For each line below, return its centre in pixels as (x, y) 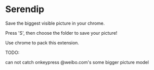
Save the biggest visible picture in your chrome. (55, 23)
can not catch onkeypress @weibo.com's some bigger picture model (77, 62)
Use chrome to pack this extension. (42, 43)
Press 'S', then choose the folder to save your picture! (61, 33)
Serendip (25, 9)
